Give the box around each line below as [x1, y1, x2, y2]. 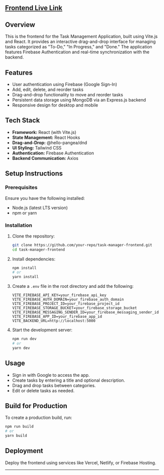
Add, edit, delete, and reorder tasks [12, 86, 84, 92]
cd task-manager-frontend [12, 247, 65, 252]
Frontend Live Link [5, 4, 62, 12]
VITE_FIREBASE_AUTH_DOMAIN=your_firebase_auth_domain [12, 297, 124, 302]
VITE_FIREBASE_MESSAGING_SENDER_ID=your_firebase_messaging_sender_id [12, 310, 159, 315]
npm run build [5, 424, 34, 429]
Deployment [5, 447, 43, 455]
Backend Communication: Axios [12, 155, 79, 161]
